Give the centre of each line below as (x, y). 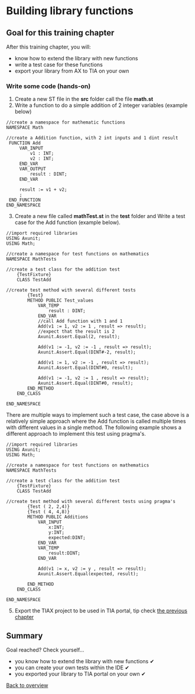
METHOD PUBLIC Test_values (61, 301)
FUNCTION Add (25, 143)
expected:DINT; (67, 538)
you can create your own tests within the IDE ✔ (72, 668)
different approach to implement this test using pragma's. (76, 434)
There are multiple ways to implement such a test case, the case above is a (97, 415)
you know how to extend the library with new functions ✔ (84, 661)
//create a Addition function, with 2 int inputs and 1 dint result (92, 138)
